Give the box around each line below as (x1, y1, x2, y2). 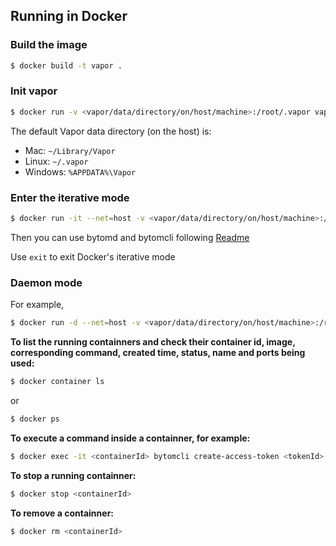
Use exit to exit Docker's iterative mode (10, 250, 176, 263)
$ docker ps (10, 414, 60, 424)
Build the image (10, 38, 88, 52)
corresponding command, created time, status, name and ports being (10, 347, 306, 359)
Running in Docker (10, 8, 128, 25)
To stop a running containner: (10, 469, 137, 481)
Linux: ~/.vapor (24, 155, 89, 167)
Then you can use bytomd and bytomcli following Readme (10, 231, 250, 243)
